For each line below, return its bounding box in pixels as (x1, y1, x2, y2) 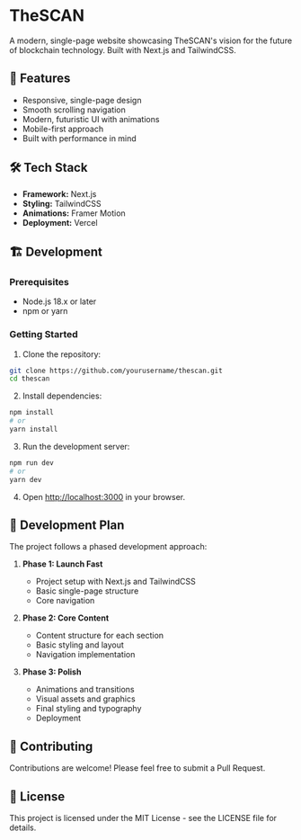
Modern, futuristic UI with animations (22, 113, 160, 124)
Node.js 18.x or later (22, 296, 97, 307)
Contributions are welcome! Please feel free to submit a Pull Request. (9, 763, 266, 773)
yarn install (9, 424, 58, 434)
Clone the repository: (22, 348, 102, 360)
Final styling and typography (35, 703, 142, 714)
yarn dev (9, 475, 42, 484)
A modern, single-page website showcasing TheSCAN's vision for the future (9, 35, 293, 46)
